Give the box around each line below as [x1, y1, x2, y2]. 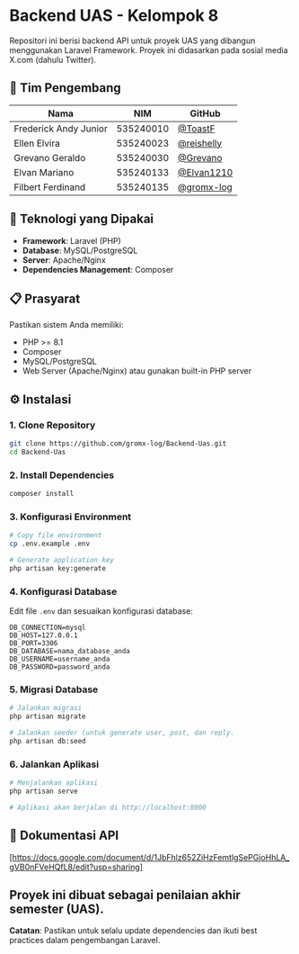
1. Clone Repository [9, 418, 96, 431]
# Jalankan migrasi [9, 704, 83, 713]
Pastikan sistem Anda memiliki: [9, 319, 124, 330]
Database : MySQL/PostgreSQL [22, 245, 138, 256]
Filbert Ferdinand [13, 181, 86, 193]
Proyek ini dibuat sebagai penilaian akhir [9, 887, 241, 903]
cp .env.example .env [9, 539, 91, 549]
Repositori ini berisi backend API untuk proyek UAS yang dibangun [9, 35, 256, 46]
